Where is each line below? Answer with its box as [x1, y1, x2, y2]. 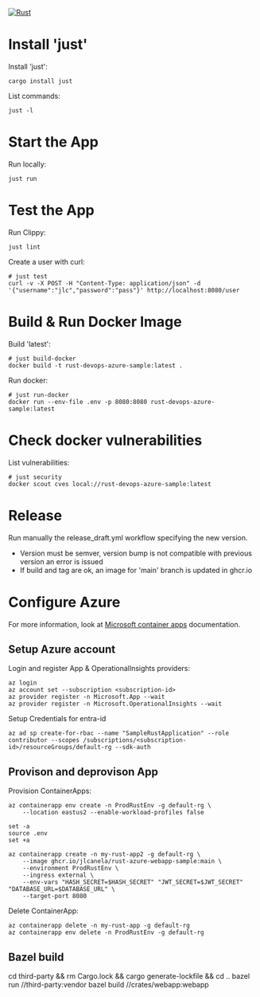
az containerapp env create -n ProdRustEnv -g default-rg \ [8, 802, 212, 810]
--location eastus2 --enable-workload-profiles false [22, 809, 204, 817]
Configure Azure [8, 593, 121, 611]
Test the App [8, 202, 95, 219]
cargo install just [8, 77, 73, 85]
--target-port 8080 [22, 893, 87, 901]
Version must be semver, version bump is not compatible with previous [19, 548, 253, 558]
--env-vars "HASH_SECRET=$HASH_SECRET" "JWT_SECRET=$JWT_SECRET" [22, 878, 244, 886]
